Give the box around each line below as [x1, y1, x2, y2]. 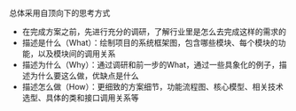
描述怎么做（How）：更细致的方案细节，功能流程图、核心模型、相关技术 [21, 82, 284, 92]
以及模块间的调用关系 [37, 48, 116, 59]
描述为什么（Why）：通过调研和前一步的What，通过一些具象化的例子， [21, 60, 280, 70]
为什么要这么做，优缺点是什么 [29, 70, 139, 81]
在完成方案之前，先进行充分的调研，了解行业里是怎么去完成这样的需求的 [21, 26, 286, 37]
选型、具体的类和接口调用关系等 [21, 92, 139, 103]
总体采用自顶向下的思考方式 [9, 8, 111, 18]
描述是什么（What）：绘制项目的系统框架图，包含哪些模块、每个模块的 [21, 38, 279, 48]
